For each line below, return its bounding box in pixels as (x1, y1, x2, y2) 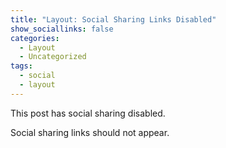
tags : (10, 61, 33, 71)
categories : (10, 33, 60, 43)
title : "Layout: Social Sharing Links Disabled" (10, 14, 217, 25)
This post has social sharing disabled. (10, 107, 166, 119)
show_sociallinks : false (10, 24, 114, 34)
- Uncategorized (19, 52, 87, 62)
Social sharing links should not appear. (10, 126, 170, 138)
